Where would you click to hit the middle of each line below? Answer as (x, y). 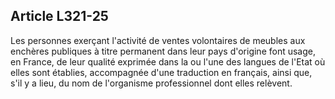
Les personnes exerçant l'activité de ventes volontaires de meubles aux (158, 40)
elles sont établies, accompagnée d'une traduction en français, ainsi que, (161, 72)
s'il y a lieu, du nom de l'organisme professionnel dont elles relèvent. (151, 83)
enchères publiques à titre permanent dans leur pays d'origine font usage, (163, 51)
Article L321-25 (59, 16)
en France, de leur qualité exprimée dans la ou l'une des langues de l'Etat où (168, 61)
